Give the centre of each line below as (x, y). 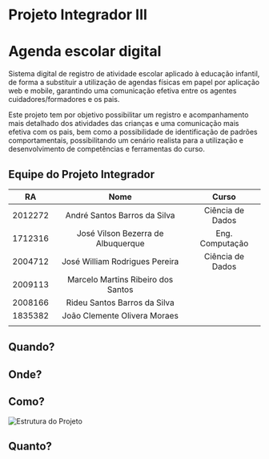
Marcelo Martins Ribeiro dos (120, 279)
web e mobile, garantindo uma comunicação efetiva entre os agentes (122, 91)
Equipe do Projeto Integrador (81, 174)
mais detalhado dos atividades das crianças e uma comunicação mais (124, 124)
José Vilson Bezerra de (120, 233)
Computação (224, 243)
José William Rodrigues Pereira (120, 261)
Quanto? (30, 446)
